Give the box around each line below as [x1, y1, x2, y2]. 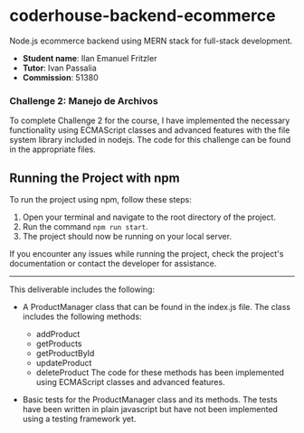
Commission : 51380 [22, 71, 99, 82]
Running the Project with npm [9, 170, 180, 185]
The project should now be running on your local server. [22, 231, 233, 242]
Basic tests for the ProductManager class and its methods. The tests [22, 394, 278, 405]
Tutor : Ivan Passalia [22, 62, 97, 73]
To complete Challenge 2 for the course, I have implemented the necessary [9, 115, 290, 127]
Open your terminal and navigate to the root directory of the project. [22, 212, 276, 222]
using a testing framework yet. [22, 413, 137, 425]
